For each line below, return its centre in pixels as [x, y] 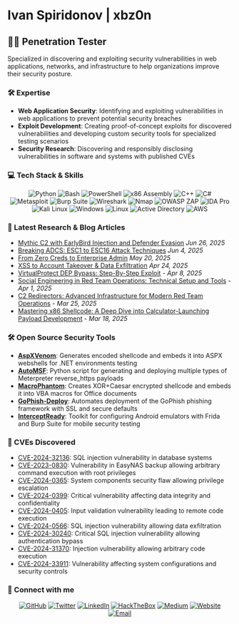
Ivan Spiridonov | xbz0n [80, 15]
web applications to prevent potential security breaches [100, 118]
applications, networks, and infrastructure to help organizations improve [113, 66]
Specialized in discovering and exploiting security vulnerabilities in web [112, 58]
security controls [42, 571]
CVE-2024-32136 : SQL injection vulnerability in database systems [115, 458]
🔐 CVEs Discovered [42, 442]
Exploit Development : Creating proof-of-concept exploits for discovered [124, 126]
